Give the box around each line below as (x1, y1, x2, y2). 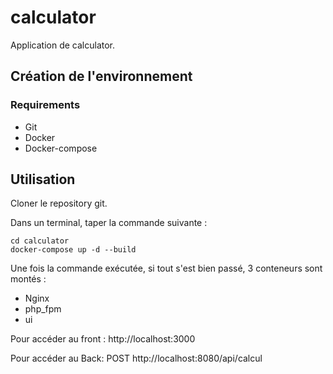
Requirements (10, 98, 81, 112)
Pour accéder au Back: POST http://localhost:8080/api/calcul (10, 352, 263, 365)
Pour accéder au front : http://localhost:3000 (10, 333, 196, 345)
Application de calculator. (10, 39, 116, 51)
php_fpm (24, 303, 62, 315)
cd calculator (10, 236, 70, 246)
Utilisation (10, 171, 76, 188)
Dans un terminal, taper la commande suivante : (10, 217, 208, 229)
